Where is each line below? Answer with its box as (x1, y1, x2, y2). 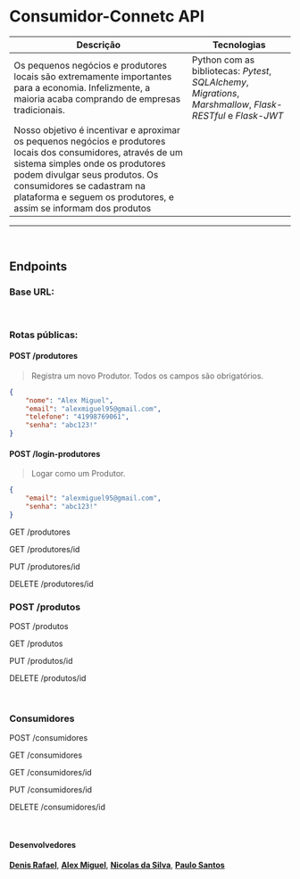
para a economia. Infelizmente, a (13, 81, 150, 94)
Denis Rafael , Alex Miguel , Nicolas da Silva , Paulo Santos (9, 859, 225, 870)
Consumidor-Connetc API (9, 6, 205, 27)
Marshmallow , (191, 98, 252, 111)
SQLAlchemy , (191, 76, 249, 88)
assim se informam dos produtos (13, 202, 152, 214)
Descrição (76, 38, 121, 51)
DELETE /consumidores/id (9, 801, 105, 813)
